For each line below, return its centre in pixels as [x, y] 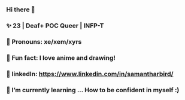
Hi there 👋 [21, 10]
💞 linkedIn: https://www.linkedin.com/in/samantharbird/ [90, 74]
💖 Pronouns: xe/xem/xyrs [44, 41]
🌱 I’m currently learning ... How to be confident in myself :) [93, 90]
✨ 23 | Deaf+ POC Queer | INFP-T [55, 25]
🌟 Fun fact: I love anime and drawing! [61, 57]
